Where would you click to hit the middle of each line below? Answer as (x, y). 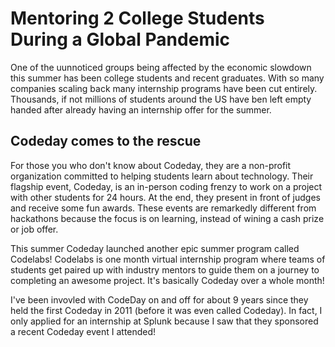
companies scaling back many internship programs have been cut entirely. (164, 88)
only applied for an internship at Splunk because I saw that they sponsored (164, 321)
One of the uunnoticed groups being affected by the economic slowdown (161, 67)
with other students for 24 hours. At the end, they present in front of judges (165, 197)
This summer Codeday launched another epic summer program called (155, 248)
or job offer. (34, 229)
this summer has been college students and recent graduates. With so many (167, 78)
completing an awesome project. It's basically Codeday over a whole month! (167, 280)
